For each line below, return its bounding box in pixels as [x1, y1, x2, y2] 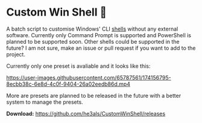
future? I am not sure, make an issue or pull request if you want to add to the [6, 44, 196, 52]
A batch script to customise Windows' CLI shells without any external [6, 25, 178, 32]
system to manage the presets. [6, 98, 83, 106]
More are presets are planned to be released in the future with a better [6, 92, 181, 99]
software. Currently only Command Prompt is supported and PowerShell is [6, 31, 192, 38]
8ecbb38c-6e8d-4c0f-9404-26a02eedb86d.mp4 [6, 80, 131, 88]
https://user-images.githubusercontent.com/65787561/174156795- [6, 74, 171, 81]
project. [6, 50, 26, 58]
